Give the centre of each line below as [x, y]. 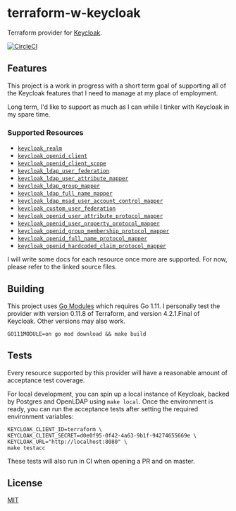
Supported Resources [45, 132]
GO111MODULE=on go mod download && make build [77, 334]
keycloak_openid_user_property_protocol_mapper [88, 224]
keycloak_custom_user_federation [67, 209]
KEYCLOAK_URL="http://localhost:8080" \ [68, 442]
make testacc [26, 448]
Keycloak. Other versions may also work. [67, 321]
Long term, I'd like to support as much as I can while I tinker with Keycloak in [118, 107]
